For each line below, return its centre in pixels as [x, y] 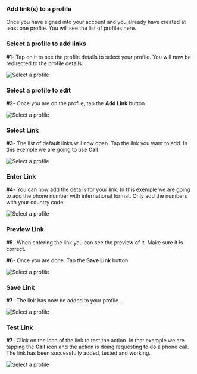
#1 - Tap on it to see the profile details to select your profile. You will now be [99, 57]
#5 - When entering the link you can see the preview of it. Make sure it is [95, 242]
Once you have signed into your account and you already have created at [96, 22]
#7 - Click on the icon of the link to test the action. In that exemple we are [95, 341]
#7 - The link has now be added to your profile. [63, 301]
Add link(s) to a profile [39, 9]
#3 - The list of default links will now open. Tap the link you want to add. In [97, 143]
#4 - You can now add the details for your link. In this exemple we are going [98, 189]
